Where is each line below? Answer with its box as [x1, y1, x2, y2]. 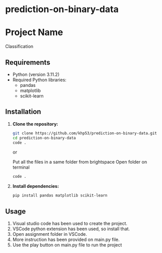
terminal [12, 164, 30, 170]
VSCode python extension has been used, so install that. [12, 226, 130, 232]
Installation [5, 108, 41, 116]
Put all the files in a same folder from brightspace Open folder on [12, 159, 147, 165]
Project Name [5, 27, 63, 38]
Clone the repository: [12, 121, 58, 127]
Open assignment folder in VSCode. [12, 231, 87, 237]
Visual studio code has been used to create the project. [12, 220, 127, 226]
